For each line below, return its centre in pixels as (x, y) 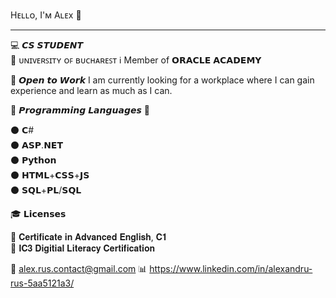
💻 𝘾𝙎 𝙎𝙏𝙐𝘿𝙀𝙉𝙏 (47, 45)
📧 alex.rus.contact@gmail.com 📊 (79, 268)
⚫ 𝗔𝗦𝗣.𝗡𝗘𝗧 (36, 145)
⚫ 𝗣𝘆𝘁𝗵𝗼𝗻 (33, 160)
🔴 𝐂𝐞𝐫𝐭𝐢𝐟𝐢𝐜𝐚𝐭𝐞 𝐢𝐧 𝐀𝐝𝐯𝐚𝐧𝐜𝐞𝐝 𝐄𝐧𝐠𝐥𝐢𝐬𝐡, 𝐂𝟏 (89, 237)
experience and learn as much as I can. (91, 90)
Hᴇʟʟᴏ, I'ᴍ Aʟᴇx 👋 (46, 15)
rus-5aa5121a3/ (42, 283)
